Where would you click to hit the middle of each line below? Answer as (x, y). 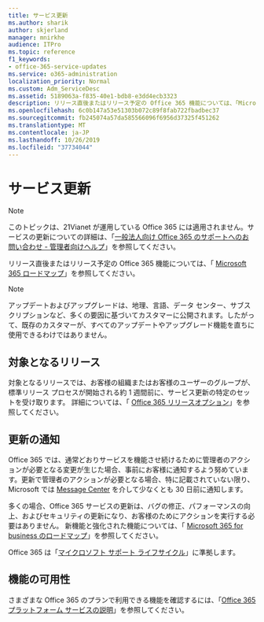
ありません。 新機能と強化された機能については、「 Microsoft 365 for (132, 525)
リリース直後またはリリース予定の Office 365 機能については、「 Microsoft (127, 264)
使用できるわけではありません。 (60, 335)
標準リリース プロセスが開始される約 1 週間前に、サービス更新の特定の (123, 392)
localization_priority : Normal (59, 81)
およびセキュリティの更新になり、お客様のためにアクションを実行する (135, 516)
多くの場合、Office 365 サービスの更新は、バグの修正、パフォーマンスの (126, 505)
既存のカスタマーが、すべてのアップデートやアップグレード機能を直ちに (138, 325)
